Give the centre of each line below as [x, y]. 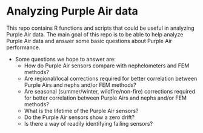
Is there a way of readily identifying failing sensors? [88, 123]
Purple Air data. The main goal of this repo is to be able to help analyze [95, 34]
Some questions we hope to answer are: [65, 59]
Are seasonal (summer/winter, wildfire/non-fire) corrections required [110, 91]
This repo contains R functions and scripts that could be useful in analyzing [101, 28]
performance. [23, 47]
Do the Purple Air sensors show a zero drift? [79, 117]
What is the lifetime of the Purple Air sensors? [81, 111]
